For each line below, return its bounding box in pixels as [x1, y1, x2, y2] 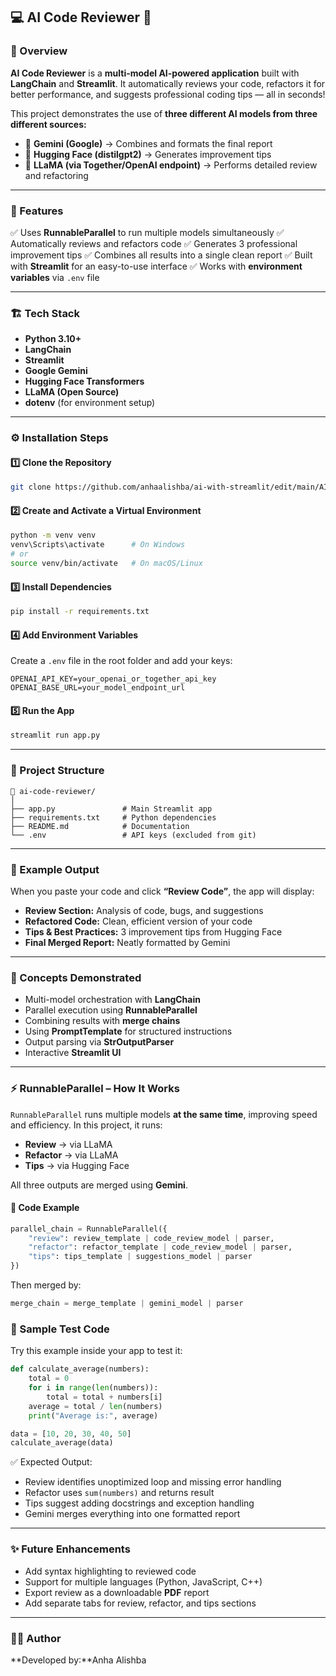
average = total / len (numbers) [28, 1401, 163, 1411]
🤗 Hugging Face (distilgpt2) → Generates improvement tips [24, 148, 272, 160]
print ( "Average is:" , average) [28, 1410, 159, 1421]
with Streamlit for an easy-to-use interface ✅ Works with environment [10, 260, 303, 272]
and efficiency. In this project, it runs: [10, 1119, 163, 1131]
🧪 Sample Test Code [10, 1322, 110, 1336]
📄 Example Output [10, 862, 100, 876]
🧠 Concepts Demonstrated [10, 970, 142, 984]
